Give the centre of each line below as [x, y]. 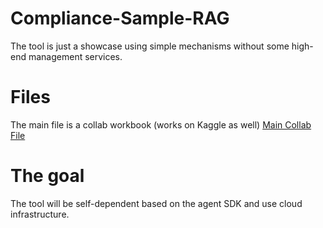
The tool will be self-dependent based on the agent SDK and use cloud [156, 203]
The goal [47, 176]
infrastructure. [40, 214]
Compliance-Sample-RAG [120, 18]
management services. [75, 56]
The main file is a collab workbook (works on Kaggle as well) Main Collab [161, 124]
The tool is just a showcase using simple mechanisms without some [150, 46]
